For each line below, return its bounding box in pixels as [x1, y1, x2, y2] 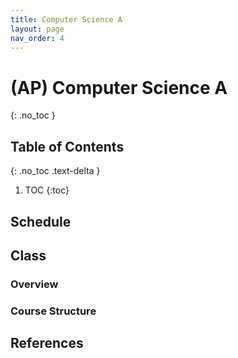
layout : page [10, 24, 65, 34]
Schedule [10, 213, 72, 230]
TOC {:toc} [24, 184, 70, 196]
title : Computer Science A [10, 14, 123, 25]
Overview [10, 277, 59, 291]
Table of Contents [10, 138, 125, 155]
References [10, 335, 84, 352]
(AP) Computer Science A [10, 76, 228, 99]
